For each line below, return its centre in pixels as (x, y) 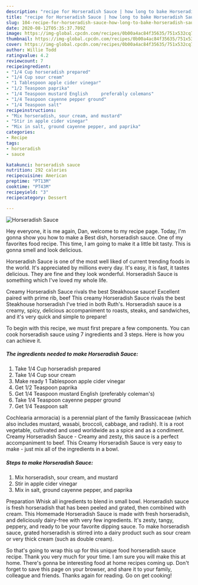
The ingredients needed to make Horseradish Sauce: (72, 354)
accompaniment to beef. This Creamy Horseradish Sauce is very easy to (94, 443)
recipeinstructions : (32, 110)
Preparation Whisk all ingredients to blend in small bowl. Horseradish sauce (98, 501)
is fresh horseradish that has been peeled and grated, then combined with (96, 508)
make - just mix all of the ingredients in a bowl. (63, 449)
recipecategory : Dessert (37, 198)
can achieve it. (24, 340)
